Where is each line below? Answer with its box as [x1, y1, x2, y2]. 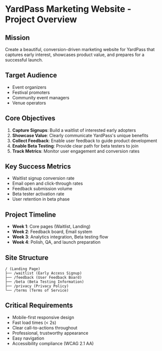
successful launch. [5, 57, 43, 62]
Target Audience [5, 71, 57, 80]
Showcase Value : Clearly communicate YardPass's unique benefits [12, 132, 148, 138]
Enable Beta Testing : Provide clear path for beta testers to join [12, 143, 139, 148]
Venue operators [12, 100, 46, 106]
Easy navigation [12, 335, 45, 341]
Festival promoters [12, 89, 50, 95]
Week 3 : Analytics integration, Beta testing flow [12, 234, 109, 240]
